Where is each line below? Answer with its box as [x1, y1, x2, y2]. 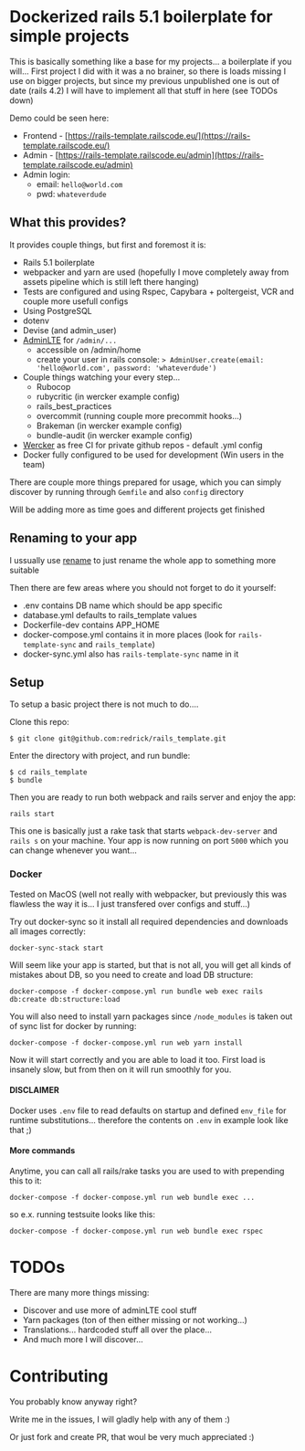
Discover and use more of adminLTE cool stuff [22, 1305, 197, 1316]
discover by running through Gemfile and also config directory [9, 486, 245, 497]
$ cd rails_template [9, 768, 89, 777]
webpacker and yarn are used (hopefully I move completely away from [22, 267, 289, 278]
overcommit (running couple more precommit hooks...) [36, 410, 243, 421]
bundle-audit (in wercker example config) [36, 429, 194, 440]
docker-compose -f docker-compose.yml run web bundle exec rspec [9, 1226, 263, 1236]
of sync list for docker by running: [9, 1020, 137, 1031]
